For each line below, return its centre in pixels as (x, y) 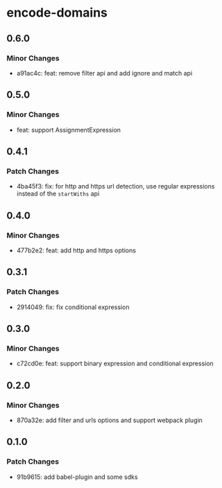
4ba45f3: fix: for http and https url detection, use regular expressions (116, 186)
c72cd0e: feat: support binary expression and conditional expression (115, 364)
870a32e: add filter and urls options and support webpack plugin (109, 420)
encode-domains (57, 13)
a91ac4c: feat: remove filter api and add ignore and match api (104, 73)
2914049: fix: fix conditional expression (73, 307)
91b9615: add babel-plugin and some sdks (77, 477)
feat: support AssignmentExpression (69, 130)
